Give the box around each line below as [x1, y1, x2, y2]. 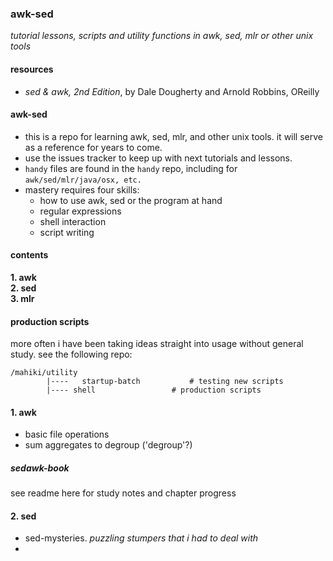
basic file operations [24, 428, 110, 441]
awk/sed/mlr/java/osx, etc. [24, 175, 142, 185]
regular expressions [39, 205, 122, 217]
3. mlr [10, 292, 35, 304]
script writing [39, 226, 95, 238]
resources [10, 63, 54, 75]
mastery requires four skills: [24, 183, 140, 196]
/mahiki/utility [10, 368, 78, 378]
